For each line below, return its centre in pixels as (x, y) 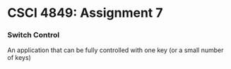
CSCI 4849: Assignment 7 (85, 13)
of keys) (19, 58)
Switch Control (34, 35)
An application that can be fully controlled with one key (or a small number (115, 50)
